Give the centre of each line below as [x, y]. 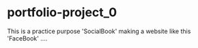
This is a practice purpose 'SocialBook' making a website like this [99, 31]
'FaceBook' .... [27, 38]
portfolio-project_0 [62, 13]
